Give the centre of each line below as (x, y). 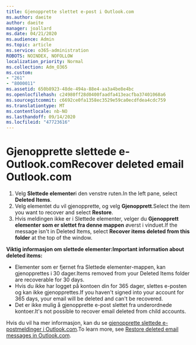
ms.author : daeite (29, 17)
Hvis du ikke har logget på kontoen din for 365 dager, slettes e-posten (101, 286)
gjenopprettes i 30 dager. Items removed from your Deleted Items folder (102, 274)
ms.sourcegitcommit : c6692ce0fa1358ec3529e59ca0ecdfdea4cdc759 (86, 100)
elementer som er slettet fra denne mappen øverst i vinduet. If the (96, 225)
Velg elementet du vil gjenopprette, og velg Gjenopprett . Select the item (102, 206)
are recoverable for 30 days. (50, 280)
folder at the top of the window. (53, 238)
